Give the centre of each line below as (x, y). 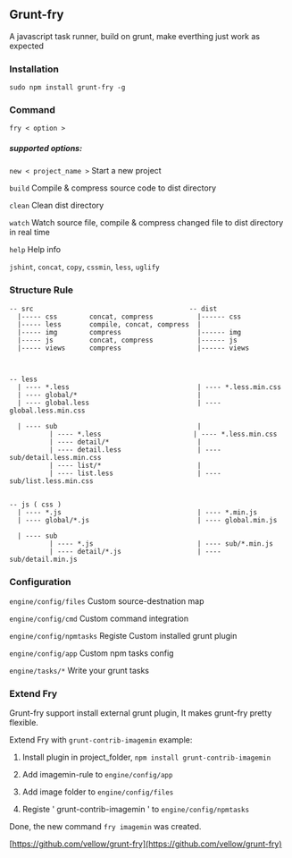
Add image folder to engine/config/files (98, 792)
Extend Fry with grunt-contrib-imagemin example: (101, 740)
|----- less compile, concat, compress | (109, 324)
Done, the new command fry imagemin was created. (105, 827)
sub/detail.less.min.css (55, 457)
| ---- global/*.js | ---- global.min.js (147, 520)
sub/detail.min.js (43, 559)
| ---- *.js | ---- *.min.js (137, 512)
